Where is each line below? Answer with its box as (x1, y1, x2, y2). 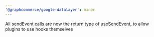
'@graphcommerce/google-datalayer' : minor (5, 7, 95, 12)
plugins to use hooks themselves (5, 26, 73, 32)
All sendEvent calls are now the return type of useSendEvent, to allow (5, 21, 149, 27)
